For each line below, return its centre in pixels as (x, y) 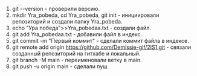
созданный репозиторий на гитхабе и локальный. (76, 53)
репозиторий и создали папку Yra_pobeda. (67, 21)
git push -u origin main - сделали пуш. (60, 66)
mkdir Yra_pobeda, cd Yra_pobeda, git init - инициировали (86, 15)
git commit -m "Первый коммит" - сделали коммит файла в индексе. (100, 41)
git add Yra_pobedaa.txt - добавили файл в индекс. (77, 34)
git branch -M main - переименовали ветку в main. (77, 60)
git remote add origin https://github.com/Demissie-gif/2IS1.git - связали (102, 47)
